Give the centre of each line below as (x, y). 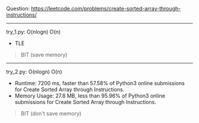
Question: (18, 9)
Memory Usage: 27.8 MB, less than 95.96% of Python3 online (90, 96)
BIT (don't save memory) (51, 114)
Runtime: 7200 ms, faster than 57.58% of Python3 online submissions (99, 83)
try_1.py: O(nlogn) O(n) (33, 32)
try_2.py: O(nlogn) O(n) (34, 72)
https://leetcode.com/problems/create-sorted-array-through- (106, 9)
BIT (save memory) (44, 55)
